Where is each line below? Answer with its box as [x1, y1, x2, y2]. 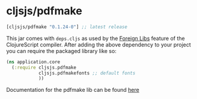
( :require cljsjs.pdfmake [11, 64, 77, 70]
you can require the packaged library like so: [6, 47, 117, 54]
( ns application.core [6, 58, 61, 65]
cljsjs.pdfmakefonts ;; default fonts [38, 70, 136, 76]
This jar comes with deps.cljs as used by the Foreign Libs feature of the [6, 35, 185, 42]
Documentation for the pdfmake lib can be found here [6, 86, 139, 94]
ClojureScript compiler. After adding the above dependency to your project [6, 41, 191, 48]
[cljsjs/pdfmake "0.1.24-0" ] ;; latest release [6, 24, 128, 30]
